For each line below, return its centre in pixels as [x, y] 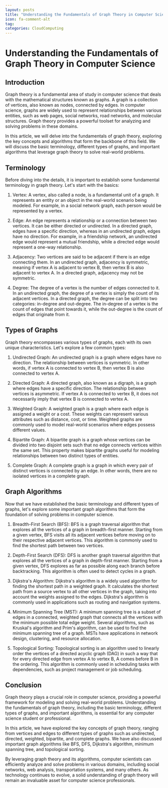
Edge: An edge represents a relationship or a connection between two [84, 220]
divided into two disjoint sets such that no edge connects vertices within [87, 445]
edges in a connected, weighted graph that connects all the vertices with [87, 617]
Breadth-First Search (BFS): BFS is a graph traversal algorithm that [81, 524]
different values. [29, 430]
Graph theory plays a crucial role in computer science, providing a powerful [83, 697]
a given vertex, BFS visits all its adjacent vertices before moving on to [84, 535]
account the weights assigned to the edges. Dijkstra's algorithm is [80, 597]
